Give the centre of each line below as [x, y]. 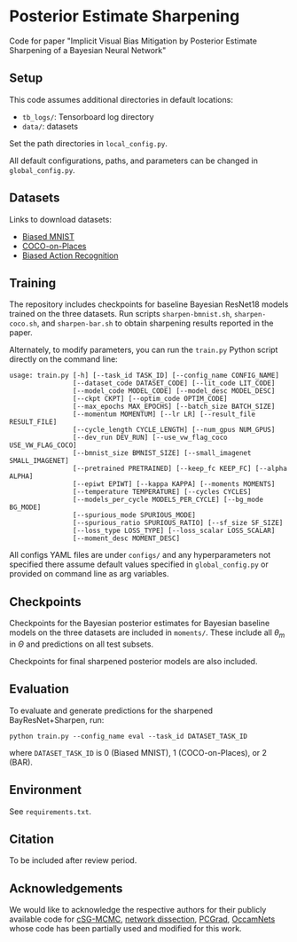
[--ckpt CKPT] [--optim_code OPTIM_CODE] [150, 399]
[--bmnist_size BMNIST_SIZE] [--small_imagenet [162, 453]
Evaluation [39, 689]
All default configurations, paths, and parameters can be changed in [134, 161]
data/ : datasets [50, 126]
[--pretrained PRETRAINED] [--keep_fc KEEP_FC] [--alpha [180, 469]
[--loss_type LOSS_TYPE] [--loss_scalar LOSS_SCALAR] [174, 531]
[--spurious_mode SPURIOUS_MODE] [134, 515]
